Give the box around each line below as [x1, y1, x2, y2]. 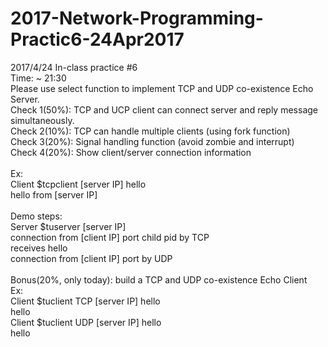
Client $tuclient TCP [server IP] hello [10, 295, 161, 307]
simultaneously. [10, 114, 75, 126]
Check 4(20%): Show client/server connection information [10, 146, 252, 158]
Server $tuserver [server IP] [10, 220, 127, 232]
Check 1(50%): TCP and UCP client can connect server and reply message [10, 103, 318, 116]
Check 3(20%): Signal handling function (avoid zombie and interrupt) [10, 135, 295, 147]
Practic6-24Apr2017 [10, 28, 185, 51]
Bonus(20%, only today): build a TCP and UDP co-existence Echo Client [10, 273, 308, 286]
